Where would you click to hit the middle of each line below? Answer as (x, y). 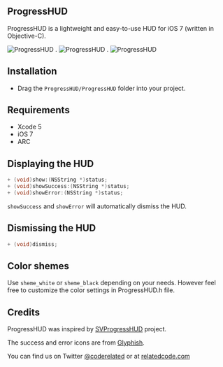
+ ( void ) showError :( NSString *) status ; (65, 193)
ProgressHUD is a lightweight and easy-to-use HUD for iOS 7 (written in (111, 28)
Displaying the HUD (51, 164)
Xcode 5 (29, 127)
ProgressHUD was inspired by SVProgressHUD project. (87, 329)
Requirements (38, 110)
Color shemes (38, 266)
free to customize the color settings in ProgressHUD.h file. (91, 290)
